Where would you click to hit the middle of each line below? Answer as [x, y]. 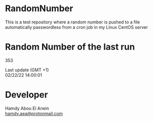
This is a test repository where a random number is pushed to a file [73, 22]
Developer [26, 95]
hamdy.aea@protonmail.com [34, 113]
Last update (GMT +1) [27, 70]
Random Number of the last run [70, 47]
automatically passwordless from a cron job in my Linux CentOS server [76, 27]
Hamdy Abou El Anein [27, 108]
